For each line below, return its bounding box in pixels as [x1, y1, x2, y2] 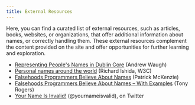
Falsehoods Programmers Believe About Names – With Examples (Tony [14, 80, 188, 87]
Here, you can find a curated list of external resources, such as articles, [6, 25, 180, 32]
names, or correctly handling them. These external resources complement [6, 37, 187, 44]
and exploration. [6, 49, 46, 56]
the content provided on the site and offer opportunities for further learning [6, 43, 189, 50]
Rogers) [14, 86, 34, 93]
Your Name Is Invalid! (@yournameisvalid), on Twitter [14, 92, 144, 99]
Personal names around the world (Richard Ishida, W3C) [14, 67, 152, 74]
